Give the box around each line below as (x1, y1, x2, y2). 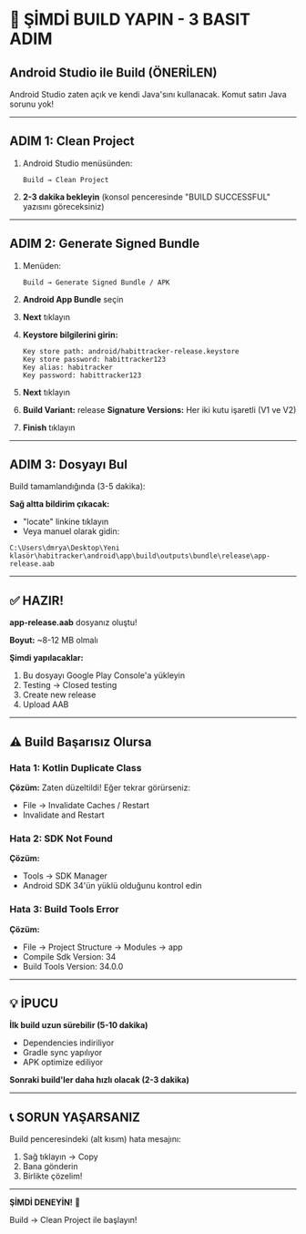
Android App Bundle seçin (22, 293, 124, 304)
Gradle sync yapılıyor (22, 1047, 103, 1058)
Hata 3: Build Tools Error (9, 903, 119, 916)
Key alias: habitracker (22, 363, 114, 372)
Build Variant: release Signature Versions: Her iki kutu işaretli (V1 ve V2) (22, 404, 297, 415)
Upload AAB (22, 699, 69, 710)
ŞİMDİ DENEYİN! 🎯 (9, 1197, 80, 1208)
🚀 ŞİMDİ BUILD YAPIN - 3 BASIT (9, 9, 251, 30)
